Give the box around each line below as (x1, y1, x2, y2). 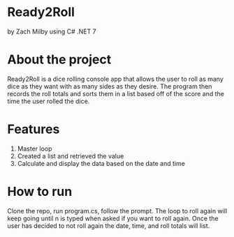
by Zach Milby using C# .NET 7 (7, 27, 96, 36)
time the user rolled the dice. (7, 97, 90, 105)
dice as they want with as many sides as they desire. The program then (7, 82, 212, 91)
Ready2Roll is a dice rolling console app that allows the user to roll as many (7, 75, 224, 83)
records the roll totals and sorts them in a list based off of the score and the (7, 89, 225, 98)
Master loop (17, 144, 52, 153)
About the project (7, 52, 112, 68)
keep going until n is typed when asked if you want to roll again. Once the (7, 214, 219, 222)
